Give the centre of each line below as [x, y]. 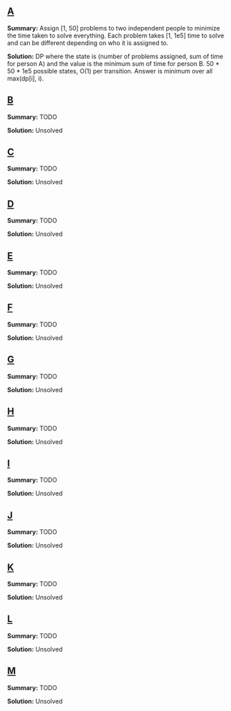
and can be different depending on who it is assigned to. [88, 43]
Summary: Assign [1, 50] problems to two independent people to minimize [114, 28]
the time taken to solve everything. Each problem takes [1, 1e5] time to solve [115, 35]
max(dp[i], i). [25, 78]
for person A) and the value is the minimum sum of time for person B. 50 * [113, 63]
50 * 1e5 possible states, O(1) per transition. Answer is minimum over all [110, 71]
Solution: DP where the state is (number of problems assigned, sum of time [115, 56]
